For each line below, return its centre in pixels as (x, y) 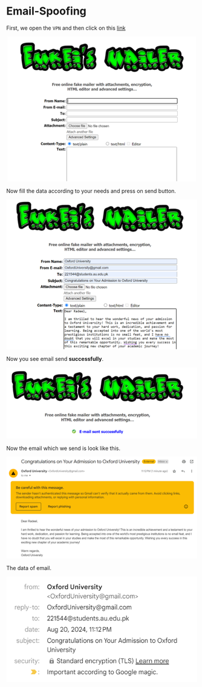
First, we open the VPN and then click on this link (66, 28)
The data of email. (29, 568)
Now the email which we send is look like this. (64, 448)
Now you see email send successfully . (55, 358)
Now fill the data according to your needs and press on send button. (91, 191)
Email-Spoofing (46, 11)
